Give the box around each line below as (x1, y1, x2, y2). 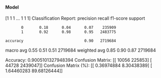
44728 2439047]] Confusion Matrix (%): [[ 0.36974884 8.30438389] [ (5, 62, 152, 68)
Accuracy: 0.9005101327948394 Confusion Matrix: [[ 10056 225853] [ (5, 57, 152, 63)
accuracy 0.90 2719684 (5, 38, 116, 44)
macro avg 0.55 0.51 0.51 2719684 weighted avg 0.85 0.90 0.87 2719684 (5, 47, 156, 53)
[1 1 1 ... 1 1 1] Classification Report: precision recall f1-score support (5, 15, 145, 21)
